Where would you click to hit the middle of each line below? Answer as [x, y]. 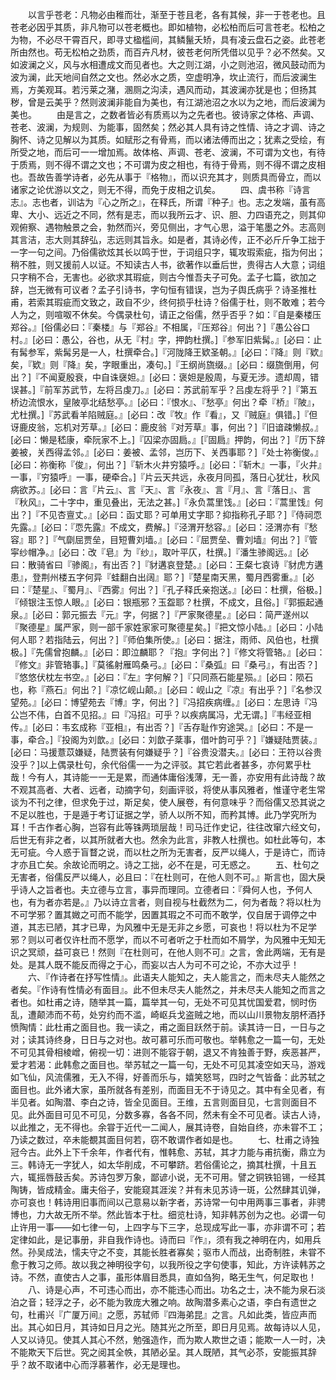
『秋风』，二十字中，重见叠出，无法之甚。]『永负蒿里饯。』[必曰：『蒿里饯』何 [167, 502]
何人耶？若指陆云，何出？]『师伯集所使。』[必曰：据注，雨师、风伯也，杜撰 [165, 639]
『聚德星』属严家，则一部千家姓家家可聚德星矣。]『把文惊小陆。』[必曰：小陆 [167, 627]
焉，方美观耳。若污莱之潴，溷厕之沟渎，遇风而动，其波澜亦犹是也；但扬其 [163, 89]
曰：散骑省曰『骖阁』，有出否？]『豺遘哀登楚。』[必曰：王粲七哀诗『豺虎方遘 [167, 564]
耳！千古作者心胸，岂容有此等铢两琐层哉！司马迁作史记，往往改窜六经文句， [168, 827]
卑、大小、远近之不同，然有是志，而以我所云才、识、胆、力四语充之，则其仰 [168, 214]
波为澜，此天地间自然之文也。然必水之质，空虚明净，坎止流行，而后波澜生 [163, 77]
